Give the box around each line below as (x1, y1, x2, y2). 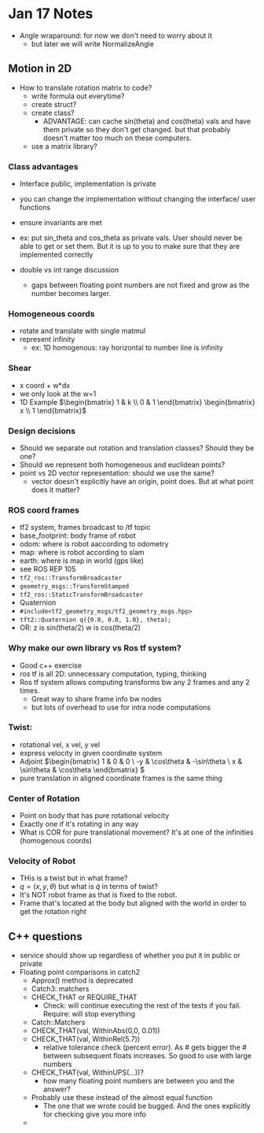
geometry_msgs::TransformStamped (19, 583, 130, 591)
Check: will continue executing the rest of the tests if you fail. (42, 1001, 241, 1010)
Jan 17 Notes (8, 5, 93, 23)
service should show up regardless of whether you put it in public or (19, 950, 241, 961)
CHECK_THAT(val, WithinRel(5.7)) (31, 1035, 141, 1044)
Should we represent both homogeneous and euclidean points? (19, 460, 225, 469)
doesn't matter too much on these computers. (42, 133, 192, 143)
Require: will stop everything (42, 1009, 136, 1019)
